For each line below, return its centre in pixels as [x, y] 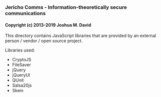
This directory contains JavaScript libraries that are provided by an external [81, 36]
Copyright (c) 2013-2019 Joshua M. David [48, 25]
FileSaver [21, 65]
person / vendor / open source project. [44, 41]
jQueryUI [21, 75]
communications [26, 13]
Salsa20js [22, 85]
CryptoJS [22, 60]
